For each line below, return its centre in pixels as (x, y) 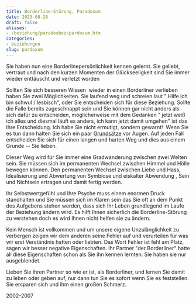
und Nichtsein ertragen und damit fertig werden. (64, 182)
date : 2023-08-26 (27, 17)
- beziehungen (23, 44)
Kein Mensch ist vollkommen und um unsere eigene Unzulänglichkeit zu (93, 229)
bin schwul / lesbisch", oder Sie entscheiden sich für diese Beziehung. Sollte (98, 102)
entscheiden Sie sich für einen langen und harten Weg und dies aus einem (96, 139)
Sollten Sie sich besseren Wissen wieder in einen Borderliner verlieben (92, 90)
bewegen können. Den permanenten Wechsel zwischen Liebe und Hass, (94, 170)
